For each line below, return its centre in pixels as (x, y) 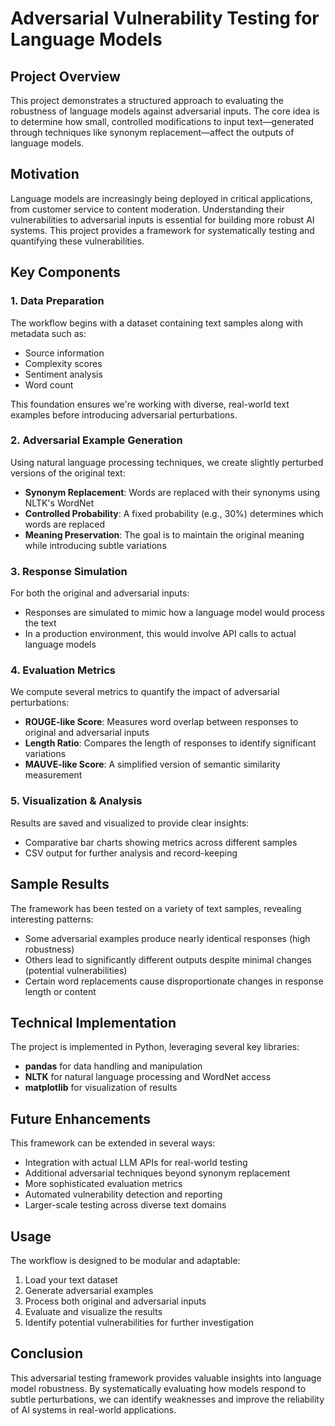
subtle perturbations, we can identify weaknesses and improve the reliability (167, 1399)
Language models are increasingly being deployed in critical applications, (161, 198)
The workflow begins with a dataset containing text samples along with (156, 323)
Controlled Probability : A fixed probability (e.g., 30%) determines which (174, 513)
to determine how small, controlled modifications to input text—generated (162, 121)
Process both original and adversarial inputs (115, 1301)
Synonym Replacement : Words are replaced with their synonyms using (172, 492)
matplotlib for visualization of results (101, 1088)
